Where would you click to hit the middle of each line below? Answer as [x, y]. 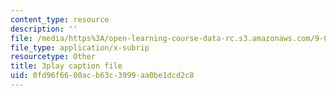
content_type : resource [60, 19]
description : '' [44, 29]
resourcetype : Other [53, 57]
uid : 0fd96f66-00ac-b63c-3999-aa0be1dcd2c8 [102, 76]
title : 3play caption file [66, 66]
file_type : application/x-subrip [80, 47]
